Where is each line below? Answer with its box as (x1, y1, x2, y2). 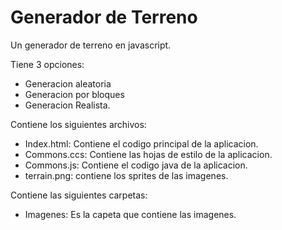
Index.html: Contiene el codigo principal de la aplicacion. (24, 137, 259, 150)
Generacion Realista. (24, 99, 111, 111)
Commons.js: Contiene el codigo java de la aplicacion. (24, 159, 248, 171)
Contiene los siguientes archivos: (10, 118, 147, 130)
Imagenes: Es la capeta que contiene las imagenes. (24, 208, 237, 220)
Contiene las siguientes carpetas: (10, 189, 148, 201)
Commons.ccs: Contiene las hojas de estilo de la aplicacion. (24, 148, 273, 160)
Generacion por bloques (24, 88, 125, 100)
